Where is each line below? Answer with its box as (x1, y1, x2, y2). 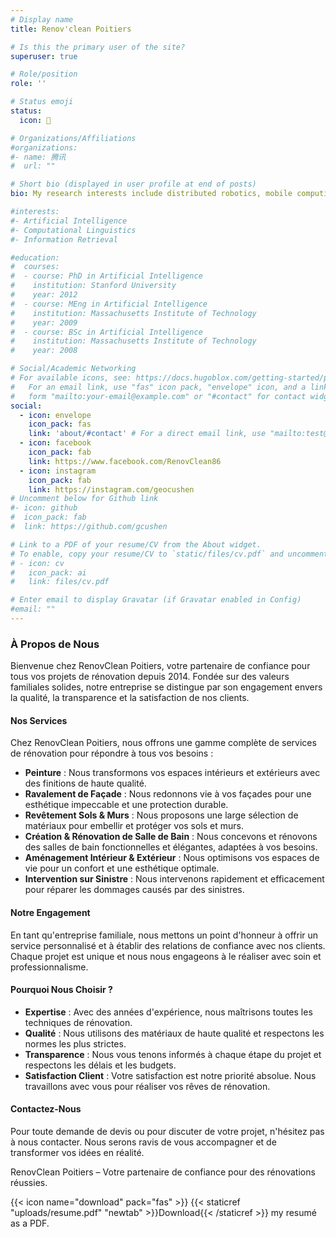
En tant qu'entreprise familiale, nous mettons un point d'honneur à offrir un (10, 929, 319, 941)
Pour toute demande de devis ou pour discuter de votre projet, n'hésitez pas (10, 1125, 325, 1137)
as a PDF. (10, 1217, 50, 1229)
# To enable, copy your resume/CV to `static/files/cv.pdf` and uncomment (10, 549, 329, 559)
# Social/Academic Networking (10, 364, 137, 374)
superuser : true (10, 51, 78, 61)
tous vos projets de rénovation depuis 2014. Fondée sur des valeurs (10, 671, 290, 683)
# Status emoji (10, 97, 74, 107)
